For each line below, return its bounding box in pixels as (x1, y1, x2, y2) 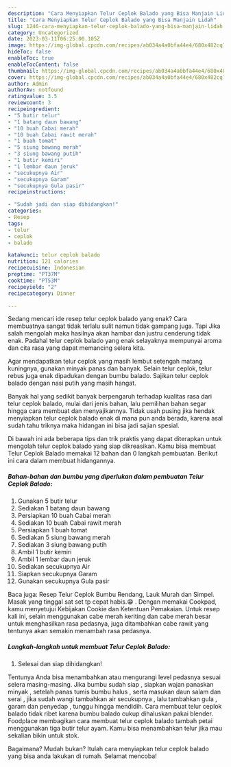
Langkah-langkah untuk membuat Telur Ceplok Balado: (8, 642, 171, 650)
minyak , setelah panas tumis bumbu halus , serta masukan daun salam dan (8, 687, 221, 696)
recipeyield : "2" (8, 283, 58, 290)
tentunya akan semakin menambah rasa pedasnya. (8, 627, 151, 635)
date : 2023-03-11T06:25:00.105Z (8, 36, 100, 43)
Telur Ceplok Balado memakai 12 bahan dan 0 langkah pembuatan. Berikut (8, 449, 218, 458)
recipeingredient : (8, 106, 60, 113)
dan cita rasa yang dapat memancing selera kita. (8, 344, 145, 352)
